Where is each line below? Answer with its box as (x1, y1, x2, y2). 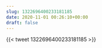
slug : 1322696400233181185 (6, 8, 73, 15)
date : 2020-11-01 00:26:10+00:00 (6, 14, 88, 20)
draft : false (6, 20, 38, 25)
